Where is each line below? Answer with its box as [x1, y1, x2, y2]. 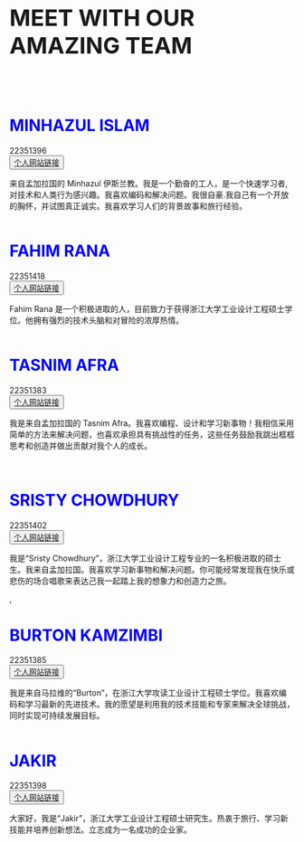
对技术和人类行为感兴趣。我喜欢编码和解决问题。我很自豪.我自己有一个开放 [9, 189, 290, 200]
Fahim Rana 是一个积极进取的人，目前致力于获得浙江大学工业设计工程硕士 [9, 303, 285, 314]
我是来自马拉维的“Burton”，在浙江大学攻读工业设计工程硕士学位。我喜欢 [9, 687, 280, 698]
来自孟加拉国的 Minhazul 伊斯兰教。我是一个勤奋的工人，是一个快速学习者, [9, 177, 288, 188]
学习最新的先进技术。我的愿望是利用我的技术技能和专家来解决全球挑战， [24, 699, 295, 710]
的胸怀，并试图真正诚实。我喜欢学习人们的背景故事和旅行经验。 [9, 200, 247, 211]
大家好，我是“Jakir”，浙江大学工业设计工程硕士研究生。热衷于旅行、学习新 [9, 813, 289, 824]
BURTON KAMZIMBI [9, 625, 163, 645]
